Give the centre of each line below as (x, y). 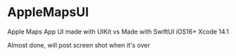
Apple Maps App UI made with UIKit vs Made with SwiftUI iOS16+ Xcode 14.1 (118, 31)
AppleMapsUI (48, 12)
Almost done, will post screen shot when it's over (79, 45)
